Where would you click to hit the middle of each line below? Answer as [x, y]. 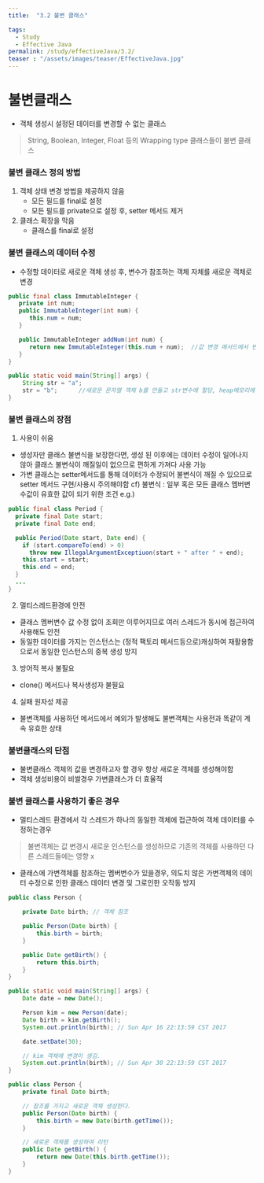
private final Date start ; [59, 516]
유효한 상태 [45, 728]
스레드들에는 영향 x [65, 856]
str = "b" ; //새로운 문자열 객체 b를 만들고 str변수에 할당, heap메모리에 [139, 390]
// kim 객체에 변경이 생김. [61, 1055]
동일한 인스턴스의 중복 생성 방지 [89, 651]
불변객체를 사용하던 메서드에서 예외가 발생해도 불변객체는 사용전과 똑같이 [131, 718]
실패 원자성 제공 [44, 701]
